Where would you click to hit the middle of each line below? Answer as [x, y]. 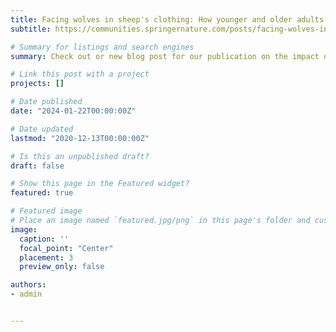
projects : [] [37, 84]
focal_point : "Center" [66, 248]
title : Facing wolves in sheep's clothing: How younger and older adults [167, 19]
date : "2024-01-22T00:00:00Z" [73, 111]
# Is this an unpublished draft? [80, 156]
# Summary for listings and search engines [102, 47]
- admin [26, 294]
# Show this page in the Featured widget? [100, 184]
